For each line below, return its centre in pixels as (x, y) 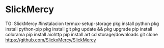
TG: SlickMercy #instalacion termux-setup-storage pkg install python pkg (82, 23)
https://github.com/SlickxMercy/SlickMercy (51, 40)
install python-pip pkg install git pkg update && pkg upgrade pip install (79, 29)
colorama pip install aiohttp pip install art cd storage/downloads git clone (81, 34)
